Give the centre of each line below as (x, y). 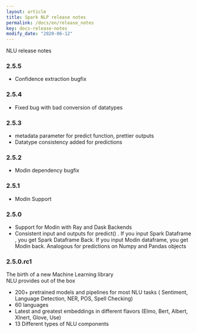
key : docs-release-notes (37, 28)
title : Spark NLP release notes (46, 17)
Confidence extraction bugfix (51, 79)
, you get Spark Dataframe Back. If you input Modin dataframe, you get (101, 240)
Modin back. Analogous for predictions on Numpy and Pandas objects (101, 246)
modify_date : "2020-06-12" (39, 34)
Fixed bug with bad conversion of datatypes (69, 107)
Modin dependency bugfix (47, 171)
